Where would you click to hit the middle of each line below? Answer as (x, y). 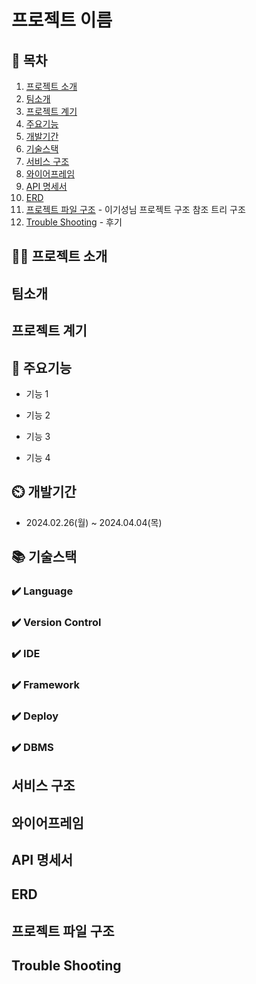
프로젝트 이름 (62, 20)
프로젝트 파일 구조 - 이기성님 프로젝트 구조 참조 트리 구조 (135, 209)
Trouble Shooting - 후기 (74, 222)
